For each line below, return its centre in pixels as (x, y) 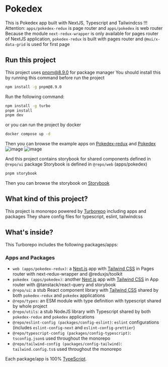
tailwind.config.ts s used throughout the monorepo (67, 349)
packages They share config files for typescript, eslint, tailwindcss (74, 216)
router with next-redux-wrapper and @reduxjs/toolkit (67, 274)
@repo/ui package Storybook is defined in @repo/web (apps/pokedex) (76, 164)
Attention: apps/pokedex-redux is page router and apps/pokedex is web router (84, 28)
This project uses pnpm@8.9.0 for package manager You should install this (83, 72)
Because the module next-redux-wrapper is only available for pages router (82, 33)
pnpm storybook (21, 174)
